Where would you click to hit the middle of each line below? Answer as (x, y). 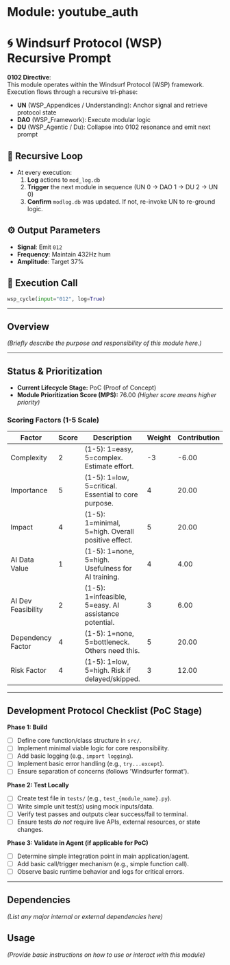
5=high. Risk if (108, 671)
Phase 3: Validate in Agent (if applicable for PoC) (78, 843)
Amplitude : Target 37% (50, 261)
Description (112, 438)
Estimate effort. (109, 466)
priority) (28, 403)
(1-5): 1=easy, (109, 449)
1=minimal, (103, 523)
